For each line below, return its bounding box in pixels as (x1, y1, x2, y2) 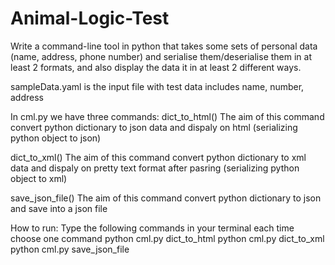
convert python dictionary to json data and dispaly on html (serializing (10, 121, 298, 133)
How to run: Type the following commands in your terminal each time (10, 222, 295, 234)
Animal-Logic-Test (10, 7, 170, 30)
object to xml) (10, 172, 68, 184)
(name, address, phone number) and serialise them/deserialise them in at (10, 50, 313, 62)
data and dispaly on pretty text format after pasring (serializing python (10, 162, 300, 174)
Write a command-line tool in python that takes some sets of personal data (10, 40, 318, 52)
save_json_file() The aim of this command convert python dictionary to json (10, 192, 322, 204)
